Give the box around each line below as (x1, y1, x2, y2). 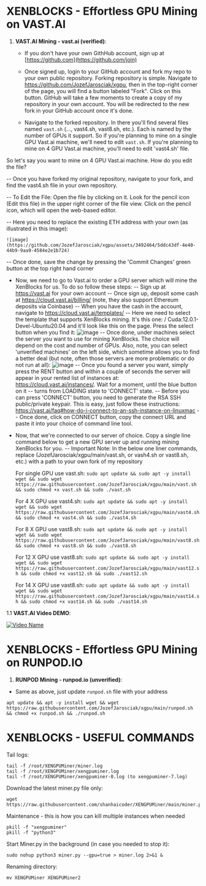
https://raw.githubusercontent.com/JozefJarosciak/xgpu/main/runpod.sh (6, 705, 193, 711)
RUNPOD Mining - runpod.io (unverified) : (15, 676, 123, 683)
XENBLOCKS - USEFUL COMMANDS (6, 731, 194, 745)
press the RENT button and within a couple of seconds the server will (15, 368, 191, 375)
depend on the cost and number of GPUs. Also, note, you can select (15, 341, 188, 349)
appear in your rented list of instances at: (15, 374, 120, 381)
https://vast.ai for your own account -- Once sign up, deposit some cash (15, 289, 199, 297)
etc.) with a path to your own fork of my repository (15, 458, 143, 465)
